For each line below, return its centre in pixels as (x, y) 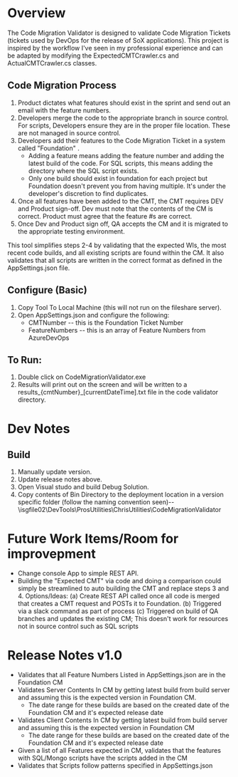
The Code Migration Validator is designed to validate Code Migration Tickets (119, 33)
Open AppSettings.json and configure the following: (93, 315)
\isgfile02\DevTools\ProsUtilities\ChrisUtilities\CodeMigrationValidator (119, 510)
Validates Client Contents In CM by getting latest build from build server (123, 720)
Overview (37, 13)
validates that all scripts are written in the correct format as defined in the (115, 260)
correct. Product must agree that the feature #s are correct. (105, 216)
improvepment (52, 554)
